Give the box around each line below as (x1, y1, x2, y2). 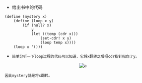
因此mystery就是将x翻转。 (4, 73, 53, 78)
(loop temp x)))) (40, 40, 76, 45)
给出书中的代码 (11, 4, 43, 10)
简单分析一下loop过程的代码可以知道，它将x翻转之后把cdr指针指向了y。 (11, 54, 140, 59)
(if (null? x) (22, 23, 52, 28)
